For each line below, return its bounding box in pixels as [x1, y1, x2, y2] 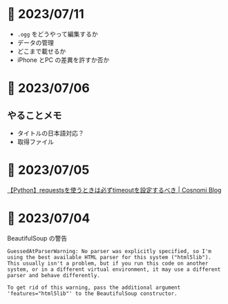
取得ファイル [17, 137, 54, 145]
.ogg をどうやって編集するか [17, 30, 98, 38]
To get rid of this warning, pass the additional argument [7, 284, 181, 291]
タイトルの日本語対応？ [17, 129, 84, 137]
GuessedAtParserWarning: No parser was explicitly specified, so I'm [7, 247, 212, 254]
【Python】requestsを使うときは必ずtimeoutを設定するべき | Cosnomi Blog [7, 185, 222, 194]
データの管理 [17, 38, 54, 47]
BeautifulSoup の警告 [7, 234, 68, 242]
